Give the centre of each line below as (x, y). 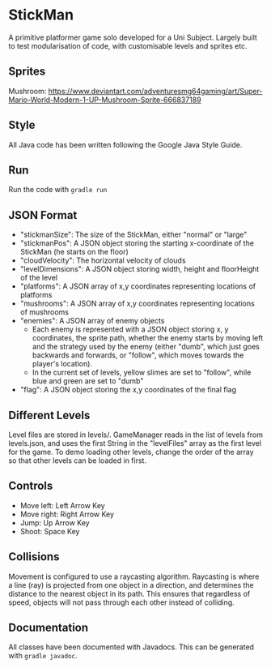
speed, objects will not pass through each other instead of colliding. (121, 602)
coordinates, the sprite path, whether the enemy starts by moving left (148, 338)
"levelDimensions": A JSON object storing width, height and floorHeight (140, 269)
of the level (39, 278)
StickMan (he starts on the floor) (74, 252)
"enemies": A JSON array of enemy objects (92, 321)
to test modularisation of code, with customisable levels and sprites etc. (128, 45)
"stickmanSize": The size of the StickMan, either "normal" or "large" (133, 235)
